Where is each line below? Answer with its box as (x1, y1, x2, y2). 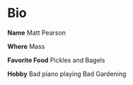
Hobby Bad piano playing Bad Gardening (7, 69, 127, 78)
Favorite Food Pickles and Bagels (7, 55, 105, 64)
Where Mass (7, 42, 45, 50)
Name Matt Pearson (7, 28, 66, 37)
